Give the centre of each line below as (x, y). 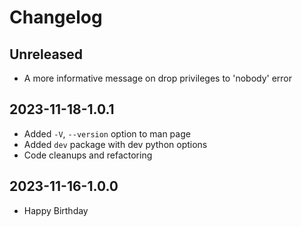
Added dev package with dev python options (115, 144)
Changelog (56, 17)
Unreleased (46, 54)
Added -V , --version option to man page (107, 133)
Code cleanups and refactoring (88, 155)
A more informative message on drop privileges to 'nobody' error (158, 78)
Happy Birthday (56, 210)
